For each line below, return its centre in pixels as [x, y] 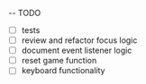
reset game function [59, 61]
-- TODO [25, 13]
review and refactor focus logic [79, 40]
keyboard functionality [63, 71]
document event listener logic [77, 50]
